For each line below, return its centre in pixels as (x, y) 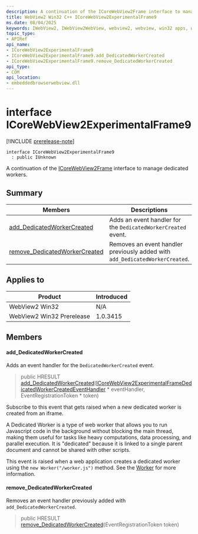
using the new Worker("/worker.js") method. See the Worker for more (91, 468)
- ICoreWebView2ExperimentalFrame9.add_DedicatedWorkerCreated (85, 56)
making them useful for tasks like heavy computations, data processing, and (99, 438)
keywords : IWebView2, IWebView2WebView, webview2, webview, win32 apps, (97, 28)
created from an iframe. (35, 413)
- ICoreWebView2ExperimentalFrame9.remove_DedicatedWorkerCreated (89, 61)
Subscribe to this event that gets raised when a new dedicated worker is (94, 407)
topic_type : (21, 34)
